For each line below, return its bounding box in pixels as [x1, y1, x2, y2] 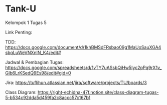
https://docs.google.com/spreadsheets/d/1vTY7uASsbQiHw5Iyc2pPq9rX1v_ [5, 64, 162, 70]
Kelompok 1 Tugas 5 [5, 19, 47, 25]
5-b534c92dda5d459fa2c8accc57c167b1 [5, 94, 91, 100]
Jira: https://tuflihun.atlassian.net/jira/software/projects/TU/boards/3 [5, 79, 147, 85]
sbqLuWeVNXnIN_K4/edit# [5, 49, 61, 55]
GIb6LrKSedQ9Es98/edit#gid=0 [5, 69, 71, 75]
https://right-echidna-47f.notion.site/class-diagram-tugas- [37, 89, 159, 95]
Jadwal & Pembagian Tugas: [5, 59, 64, 65]
